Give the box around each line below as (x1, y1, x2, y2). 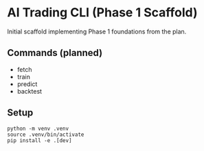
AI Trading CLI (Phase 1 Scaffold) (7, 5, 198, 20)
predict (16, 80, 38, 88)
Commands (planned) (7, 47, 103, 59)
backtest (16, 87, 43, 95)
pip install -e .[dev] (7, 137, 72, 144)
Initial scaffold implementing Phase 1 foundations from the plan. (7, 27, 187, 36)
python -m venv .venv (7, 125, 69, 132)
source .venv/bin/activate (7, 131, 84, 138)
